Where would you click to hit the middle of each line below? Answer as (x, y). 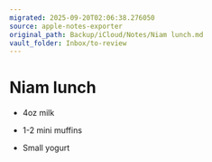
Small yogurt (46, 148)
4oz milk (38, 113)
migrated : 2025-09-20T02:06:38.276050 (82, 18)
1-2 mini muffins (52, 130)
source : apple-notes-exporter (66, 26)
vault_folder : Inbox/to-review (68, 43)
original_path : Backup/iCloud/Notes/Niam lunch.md (106, 34)
